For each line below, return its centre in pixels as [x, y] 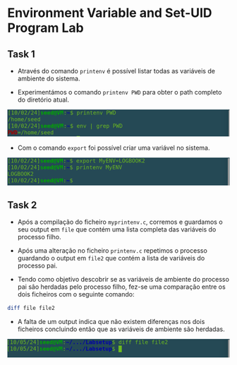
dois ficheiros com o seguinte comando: [76, 294]
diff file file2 [31, 309]
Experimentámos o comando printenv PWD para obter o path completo [120, 92]
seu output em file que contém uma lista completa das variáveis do [117, 229]
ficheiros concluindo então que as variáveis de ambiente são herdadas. [121, 329]
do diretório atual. [43, 100]
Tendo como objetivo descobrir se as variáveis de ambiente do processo [123, 280]
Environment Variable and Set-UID [110, 13]
